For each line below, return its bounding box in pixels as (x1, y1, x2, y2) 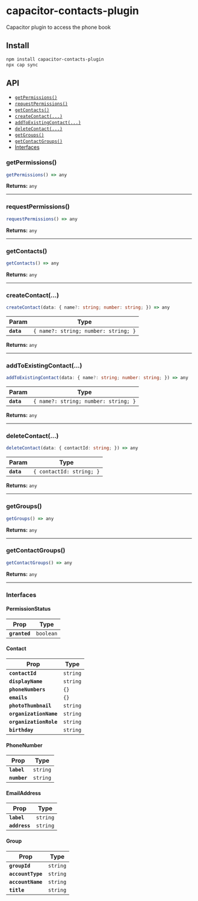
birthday (9, 727, 34, 734)
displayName (9, 678, 43, 685)
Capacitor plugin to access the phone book (6, 24, 111, 31)
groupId (9, 862, 31, 869)
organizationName (9, 711, 58, 717)
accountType (9, 870, 43, 877)
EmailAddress (6, 789, 41, 796)
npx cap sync (6, 62, 38, 68)
